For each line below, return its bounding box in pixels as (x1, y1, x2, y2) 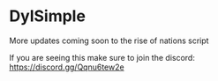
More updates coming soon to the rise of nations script (9, 35, 209, 46)
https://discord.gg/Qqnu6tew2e (9, 62, 125, 72)
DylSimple (9, 6, 86, 26)
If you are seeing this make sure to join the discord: (9, 52, 196, 63)
